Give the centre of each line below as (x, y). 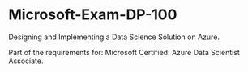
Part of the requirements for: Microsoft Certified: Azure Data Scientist (124, 52)
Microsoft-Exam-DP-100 (93, 15)
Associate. (26, 61)
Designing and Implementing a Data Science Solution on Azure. (114, 37)
